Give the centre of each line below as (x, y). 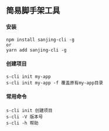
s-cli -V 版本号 (25, 117)
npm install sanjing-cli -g (40, 40)
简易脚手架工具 (33, 11)
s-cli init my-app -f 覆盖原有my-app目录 (55, 83)
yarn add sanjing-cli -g (36, 50)
